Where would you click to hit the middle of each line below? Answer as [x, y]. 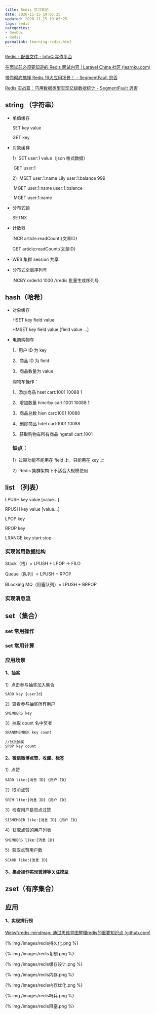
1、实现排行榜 [19, 921]
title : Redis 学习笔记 [27, 10]
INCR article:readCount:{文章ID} [45, 238]
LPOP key [15, 519]
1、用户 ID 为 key [29, 350]
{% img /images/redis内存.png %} [40, 974]
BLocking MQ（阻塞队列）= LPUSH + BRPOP [51, 584]
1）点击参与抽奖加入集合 [30, 685]
